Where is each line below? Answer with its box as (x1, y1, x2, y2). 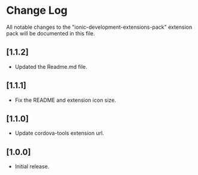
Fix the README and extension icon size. (14, 96, 117, 104)
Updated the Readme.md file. (14, 63, 88, 70)
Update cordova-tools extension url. (14, 129, 105, 137)
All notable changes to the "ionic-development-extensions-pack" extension (6, 23, 193, 31)
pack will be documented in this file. (6, 29, 95, 37)
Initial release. (14, 163, 50, 170)
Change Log (6, 4, 68, 17)
